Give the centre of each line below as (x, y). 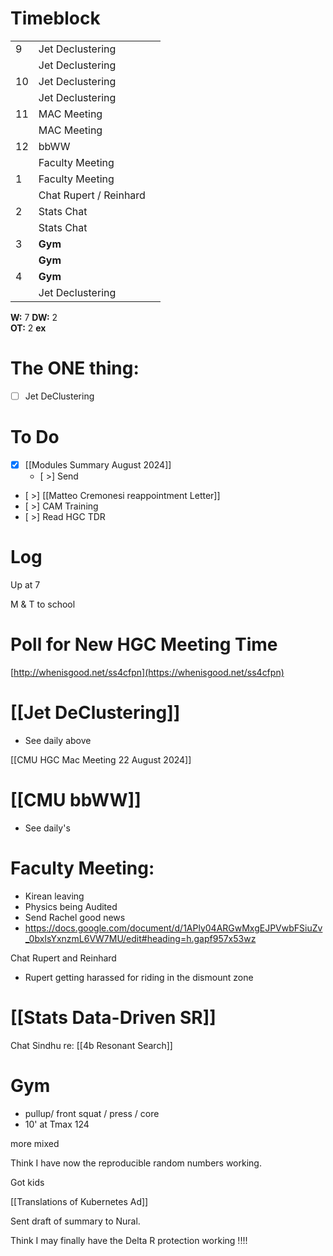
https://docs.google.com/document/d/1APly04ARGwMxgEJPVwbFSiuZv (173, 928)
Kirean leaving (54, 896)
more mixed (35, 1143)
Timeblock (55, 18)
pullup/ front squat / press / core (92, 1113)
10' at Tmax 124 (57, 1124)
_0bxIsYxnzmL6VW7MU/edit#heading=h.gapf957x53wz (140, 938)
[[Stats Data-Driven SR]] (113, 1017)
